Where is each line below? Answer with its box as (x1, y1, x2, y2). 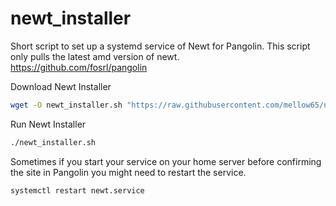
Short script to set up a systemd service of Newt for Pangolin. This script (10, 40, 311, 52)
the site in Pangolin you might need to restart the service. (10, 166, 247, 178)
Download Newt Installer (10, 80, 112, 92)
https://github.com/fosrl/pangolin (10, 61, 148, 73)
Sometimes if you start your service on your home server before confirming (10, 155, 322, 167)
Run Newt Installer (10, 118, 87, 130)
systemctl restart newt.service (10, 185, 145, 196)
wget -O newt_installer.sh (10, 100, 123, 110)
